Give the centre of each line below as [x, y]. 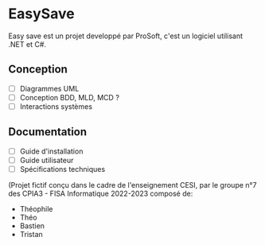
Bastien [32, 226]
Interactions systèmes [56, 106]
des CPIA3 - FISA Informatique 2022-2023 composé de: [101, 193]
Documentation [48, 132]
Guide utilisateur [47, 160]
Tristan [31, 234]
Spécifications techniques [62, 169]
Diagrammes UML [49, 88]
